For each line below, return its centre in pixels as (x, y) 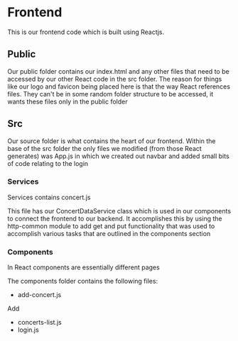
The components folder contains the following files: (83, 281)
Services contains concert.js (49, 197)
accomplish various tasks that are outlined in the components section (109, 233)
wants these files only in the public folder (67, 101)
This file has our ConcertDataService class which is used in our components (119, 211)
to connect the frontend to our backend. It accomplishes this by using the (115, 218)
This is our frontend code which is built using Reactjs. (86, 32)
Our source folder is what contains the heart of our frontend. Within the (112, 141)
